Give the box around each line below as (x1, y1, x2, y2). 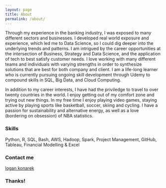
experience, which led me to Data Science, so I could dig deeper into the (5, 40, 154, 46)
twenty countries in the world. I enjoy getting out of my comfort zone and (5, 92, 155, 98)
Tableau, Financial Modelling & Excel (5, 142, 80, 148)
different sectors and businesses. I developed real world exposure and (5, 35, 149, 41)
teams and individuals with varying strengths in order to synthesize (5, 61, 142, 67)
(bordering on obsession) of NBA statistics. (5, 113, 93, 119)
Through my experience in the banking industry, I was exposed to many (5, 30, 152, 36)
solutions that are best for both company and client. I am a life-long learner (5, 67, 158, 73)
